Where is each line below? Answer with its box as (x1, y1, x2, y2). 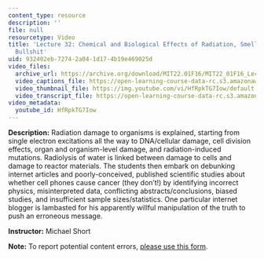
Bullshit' (15, 48, 47, 56)
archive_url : (15, 70, 58, 78)
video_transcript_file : (15, 92, 93, 100)
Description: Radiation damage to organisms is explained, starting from (8, 128, 240, 137)
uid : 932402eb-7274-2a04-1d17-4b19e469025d (8, 56, 153, 64)
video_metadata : (8, 99, 61, 107)
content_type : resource (8, 11, 86, 20)
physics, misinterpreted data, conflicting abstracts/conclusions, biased (8, 186, 238, 195)
